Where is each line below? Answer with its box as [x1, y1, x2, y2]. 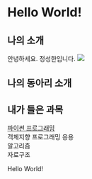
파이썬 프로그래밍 [7, 124, 55, 132]
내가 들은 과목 [7, 104, 64, 116]
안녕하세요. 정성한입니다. [7, 55, 76, 63]
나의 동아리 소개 [7, 77, 72, 89]
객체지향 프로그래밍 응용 [7, 133, 74, 141]
